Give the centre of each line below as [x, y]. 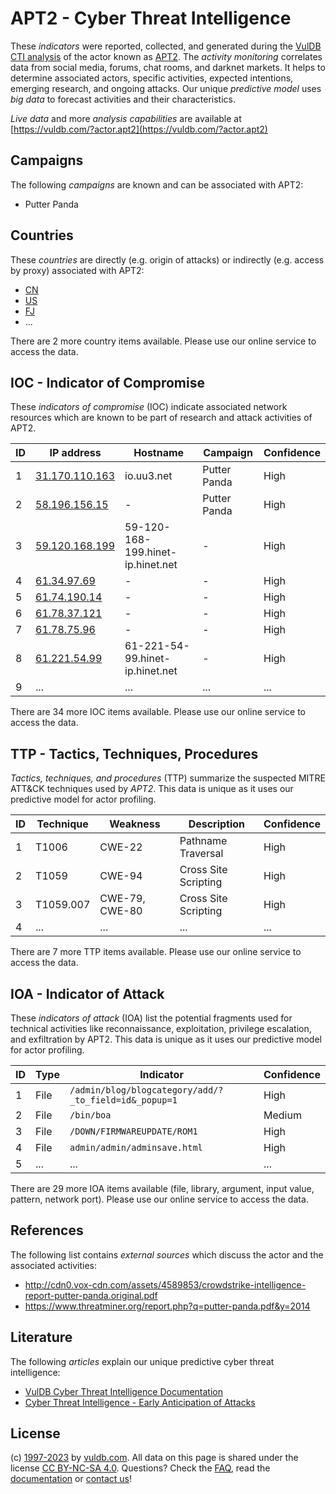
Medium [282, 1115]
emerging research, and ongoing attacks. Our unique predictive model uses [166, 88]
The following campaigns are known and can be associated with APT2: [157, 184]
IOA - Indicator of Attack [87, 993]
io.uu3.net [148, 476]
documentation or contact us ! [71, 1479]
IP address [75, 453]
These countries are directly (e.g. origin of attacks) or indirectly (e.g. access [167, 259]
